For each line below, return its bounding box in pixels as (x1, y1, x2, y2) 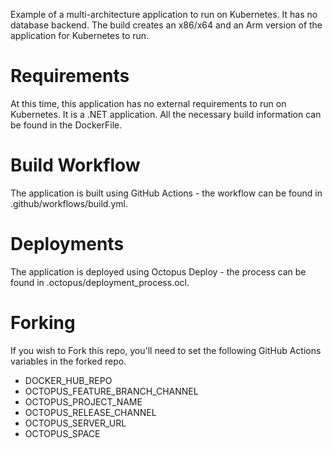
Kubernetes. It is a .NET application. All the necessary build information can (10, 108, 322, 120)
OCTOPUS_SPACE (24, 427, 101, 439)
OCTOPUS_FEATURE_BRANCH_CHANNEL (24, 385, 199, 397)
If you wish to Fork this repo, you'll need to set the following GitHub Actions (10, 344, 322, 356)
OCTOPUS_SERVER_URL (24, 417, 127, 429)
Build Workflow (10, 154, 141, 177)
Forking (10, 312, 76, 334)
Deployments (10, 233, 125, 256)
